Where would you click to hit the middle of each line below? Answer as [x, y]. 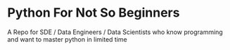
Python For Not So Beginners [94, 13]
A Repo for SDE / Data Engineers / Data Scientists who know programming [115, 32]
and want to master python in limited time [68, 39]
